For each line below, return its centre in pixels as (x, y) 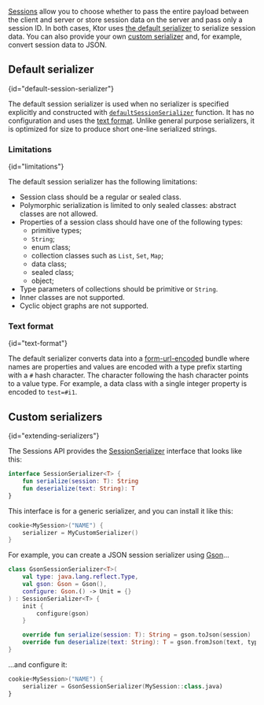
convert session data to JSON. (58, 45)
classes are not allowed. (59, 214)
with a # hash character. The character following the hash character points (128, 375)
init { (33, 606)
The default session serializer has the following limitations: (103, 182)
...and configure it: (38, 664)
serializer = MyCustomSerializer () (81, 532)
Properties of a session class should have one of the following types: (131, 222)
